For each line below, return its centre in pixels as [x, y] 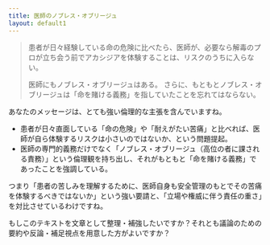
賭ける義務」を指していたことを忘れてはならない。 [176, 94]
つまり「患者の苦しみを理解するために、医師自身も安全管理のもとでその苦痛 [135, 186]
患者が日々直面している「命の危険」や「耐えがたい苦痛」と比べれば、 [137, 129]
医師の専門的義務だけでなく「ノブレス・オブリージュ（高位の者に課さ [136, 149]
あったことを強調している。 [66, 169]
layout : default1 [37, 23]
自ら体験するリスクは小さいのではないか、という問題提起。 [133, 138]
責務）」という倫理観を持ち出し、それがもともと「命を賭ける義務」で [142, 158]
